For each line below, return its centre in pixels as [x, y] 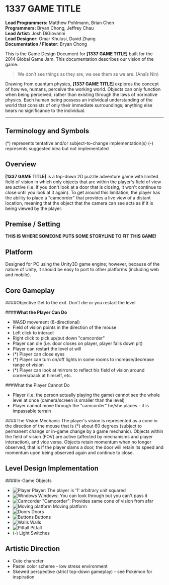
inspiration [23, 577]
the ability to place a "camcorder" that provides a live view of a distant [78, 198]
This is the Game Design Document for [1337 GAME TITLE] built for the [79, 54]
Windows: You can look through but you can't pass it [93, 496]
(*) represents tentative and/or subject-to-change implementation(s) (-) [79, 143]
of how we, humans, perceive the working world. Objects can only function [83, 89]
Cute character [28, 561]
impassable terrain [32, 411]
